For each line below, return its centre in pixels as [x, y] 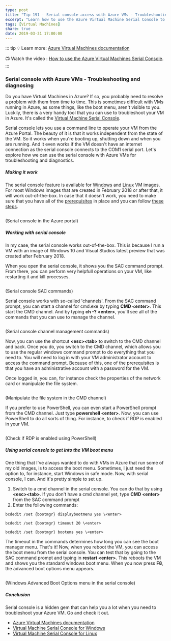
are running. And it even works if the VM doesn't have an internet [74, 144]
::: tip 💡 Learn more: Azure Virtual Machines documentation [67, 48]
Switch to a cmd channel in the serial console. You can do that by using [88, 489]
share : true [18, 29]
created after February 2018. [35, 256]
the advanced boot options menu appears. [50, 569]
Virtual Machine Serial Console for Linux [55, 633]
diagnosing [20, 85]
